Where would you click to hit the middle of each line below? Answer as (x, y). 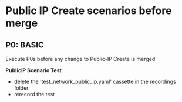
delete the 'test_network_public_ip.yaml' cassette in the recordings (95, 81)
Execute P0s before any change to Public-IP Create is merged (80, 59)
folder (21, 88)
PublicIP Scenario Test (34, 70)
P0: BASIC (25, 45)
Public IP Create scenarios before (89, 11)
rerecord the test (34, 94)
